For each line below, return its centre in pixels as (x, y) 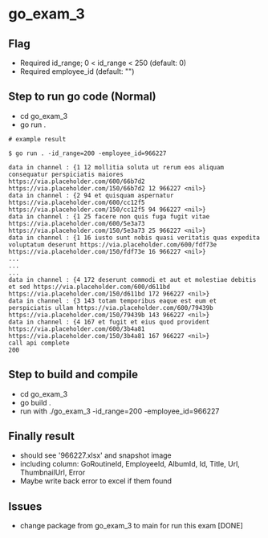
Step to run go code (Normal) (82, 97)
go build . (35, 402)
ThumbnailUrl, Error (53, 473)
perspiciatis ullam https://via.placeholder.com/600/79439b (111, 308)
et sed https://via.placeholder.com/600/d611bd (89, 287)
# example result (37, 139)
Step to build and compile (73, 375)
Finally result (41, 436)
